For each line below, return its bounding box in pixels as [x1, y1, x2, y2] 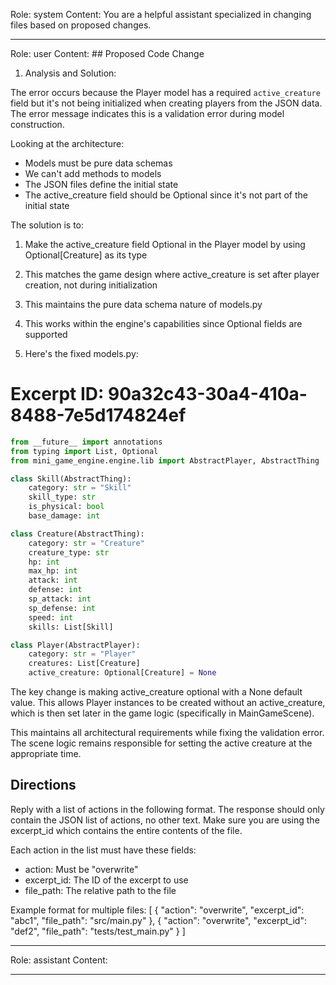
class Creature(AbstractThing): [10, 529, 145, 539]
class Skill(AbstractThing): [10, 474, 132, 484]
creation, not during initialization [24, 279, 158, 291]
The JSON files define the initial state [24, 179, 179, 190]
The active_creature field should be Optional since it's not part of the [24, 189, 308, 201]
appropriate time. [10, 748, 82, 760]
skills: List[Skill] [28, 622, 114, 632]
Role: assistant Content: [10, 954, 108, 966]
